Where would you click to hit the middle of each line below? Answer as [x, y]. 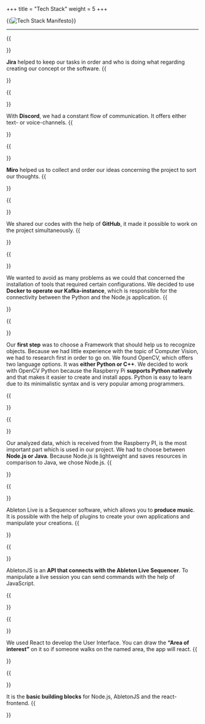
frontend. [18, 703]
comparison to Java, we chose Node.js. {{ [59, 462]
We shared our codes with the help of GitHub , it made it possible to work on [102, 224]
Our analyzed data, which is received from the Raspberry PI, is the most [97, 443]
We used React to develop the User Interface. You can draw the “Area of [98, 643]
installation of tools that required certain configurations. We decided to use [100, 284]
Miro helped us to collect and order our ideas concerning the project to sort [101, 170]
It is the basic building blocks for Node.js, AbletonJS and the [83, 696]
